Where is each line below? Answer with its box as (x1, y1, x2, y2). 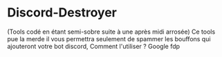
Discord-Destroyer (7, 5, 118, 21)
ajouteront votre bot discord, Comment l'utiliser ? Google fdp (7, 42, 181, 50)
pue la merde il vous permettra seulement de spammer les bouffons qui (7, 34, 211, 43)
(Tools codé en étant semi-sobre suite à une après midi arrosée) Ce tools (7, 27, 216, 36)
